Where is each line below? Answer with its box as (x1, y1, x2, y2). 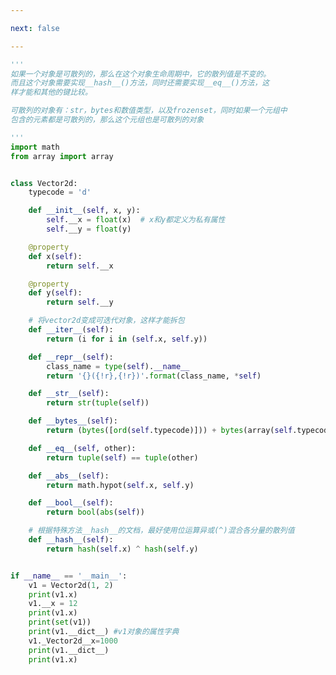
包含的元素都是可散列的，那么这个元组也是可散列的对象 (10, 115, 205, 125)
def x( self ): (28, 251, 83, 261)
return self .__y (46, 297, 114, 308)
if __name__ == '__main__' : (10, 571, 128, 581)
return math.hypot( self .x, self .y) (46, 480, 195, 490)
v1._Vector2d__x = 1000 (28, 636, 118, 646)
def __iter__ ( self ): (28, 325, 114, 335)
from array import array (10, 151, 114, 161)
